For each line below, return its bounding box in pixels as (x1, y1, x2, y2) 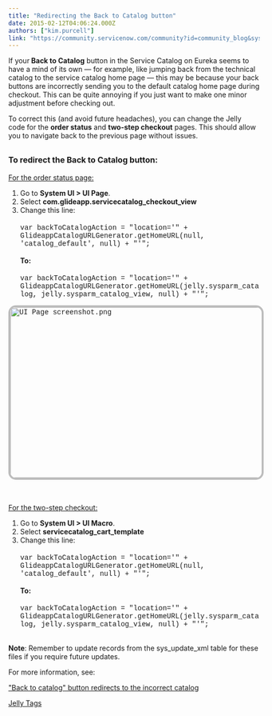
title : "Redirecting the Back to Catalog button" (8, 11, 177, 20)
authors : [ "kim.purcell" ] (8, 26, 94, 34)
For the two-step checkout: (8, 503, 98, 513)
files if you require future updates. (8, 652, 120, 662)
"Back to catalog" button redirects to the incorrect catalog (8, 683, 199, 693)
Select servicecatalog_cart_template (19, 527, 145, 537)
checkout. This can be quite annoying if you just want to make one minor (8, 90, 247, 100)
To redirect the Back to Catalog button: (8, 154, 158, 165)
